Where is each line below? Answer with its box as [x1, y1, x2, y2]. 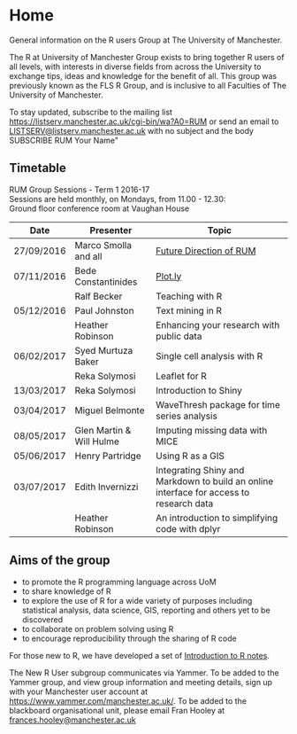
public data [156, 330, 202, 342]
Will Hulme [74, 435, 119, 448]
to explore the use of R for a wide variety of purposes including [21, 595, 253, 605]
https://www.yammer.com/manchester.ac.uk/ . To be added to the [9, 695, 247, 706]
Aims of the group [9, 553, 110, 568]
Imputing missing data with [156, 424, 268, 436]
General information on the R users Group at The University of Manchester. [9, 35, 283, 45]
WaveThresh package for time [156, 398, 280, 410]
